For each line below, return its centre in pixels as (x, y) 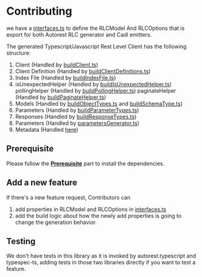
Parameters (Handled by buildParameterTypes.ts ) (77, 110)
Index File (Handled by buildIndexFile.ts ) (65, 77)
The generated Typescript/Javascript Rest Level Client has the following (96, 46)
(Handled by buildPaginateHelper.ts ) (61, 97)
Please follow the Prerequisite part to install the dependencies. (85, 164)
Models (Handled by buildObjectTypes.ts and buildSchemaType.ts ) (99, 103)
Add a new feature (42, 183)
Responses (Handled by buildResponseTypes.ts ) (76, 117)
